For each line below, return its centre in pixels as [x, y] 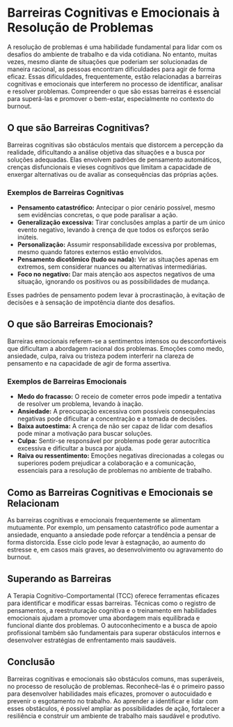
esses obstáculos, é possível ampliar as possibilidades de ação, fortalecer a [116, 708]
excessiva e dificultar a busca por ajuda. [75, 448]
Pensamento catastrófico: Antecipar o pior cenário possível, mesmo [116, 208]
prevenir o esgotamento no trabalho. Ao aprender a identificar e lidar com [113, 701]
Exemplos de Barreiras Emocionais [67, 381]
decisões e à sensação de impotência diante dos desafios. [91, 303]
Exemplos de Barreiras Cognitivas [65, 192]
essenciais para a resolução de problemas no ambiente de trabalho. [114, 471]
